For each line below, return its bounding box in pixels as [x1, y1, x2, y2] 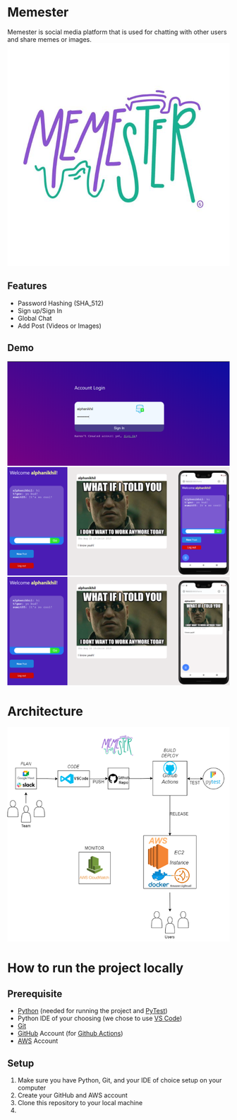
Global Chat [17, 314, 52, 322]
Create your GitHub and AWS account [17, 1091, 128, 1099]
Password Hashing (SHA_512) [17, 299, 104, 307]
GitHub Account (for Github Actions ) [17, 1029, 123, 1038]
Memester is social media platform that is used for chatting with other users [7, 28, 227, 36]
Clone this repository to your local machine [17, 1099, 143, 1107]
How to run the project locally [7, 960, 184, 976]
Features [7, 280, 47, 292]
